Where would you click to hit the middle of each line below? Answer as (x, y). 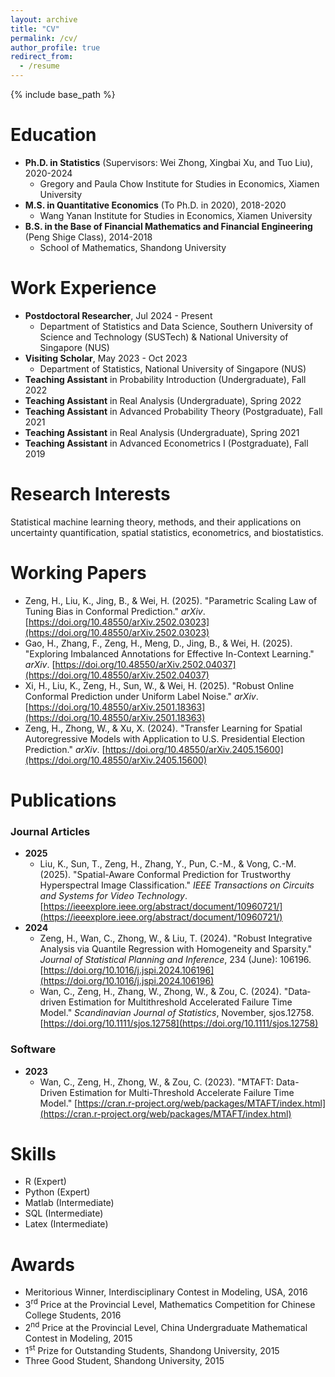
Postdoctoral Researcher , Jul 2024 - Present (118, 315)
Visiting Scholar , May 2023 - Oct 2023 (106, 358)
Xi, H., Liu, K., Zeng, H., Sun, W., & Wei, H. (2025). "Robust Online (159, 685)
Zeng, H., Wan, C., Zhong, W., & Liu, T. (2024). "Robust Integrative (176, 938)
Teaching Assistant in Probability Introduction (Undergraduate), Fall (165, 379)
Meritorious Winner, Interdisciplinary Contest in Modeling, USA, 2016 (166, 1292)
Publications (63, 800)
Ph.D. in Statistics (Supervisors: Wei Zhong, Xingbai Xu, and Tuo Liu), (168, 162)
